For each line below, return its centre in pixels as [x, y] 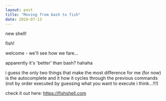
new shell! [16, 34]
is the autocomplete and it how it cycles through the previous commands [81, 78]
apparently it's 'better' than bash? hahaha [49, 63]
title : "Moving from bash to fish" [43, 15]
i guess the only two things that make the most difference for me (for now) [83, 73]
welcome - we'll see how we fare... [42, 53]
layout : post [19, 10]
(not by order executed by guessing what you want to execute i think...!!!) [82, 83]
